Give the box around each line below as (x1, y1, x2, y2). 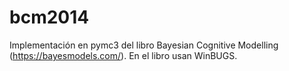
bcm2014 (9, 6, 90, 29)
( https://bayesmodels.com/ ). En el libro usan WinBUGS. (9, 49, 238, 61)
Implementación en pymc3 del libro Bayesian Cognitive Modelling (9, 39, 279, 51)
